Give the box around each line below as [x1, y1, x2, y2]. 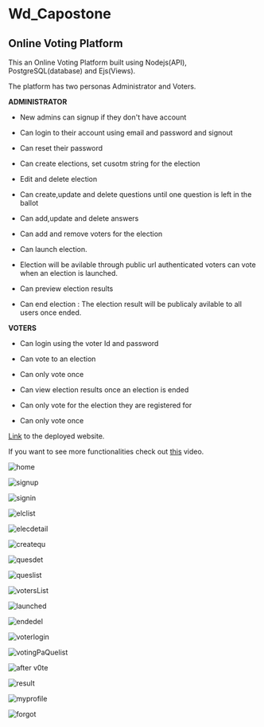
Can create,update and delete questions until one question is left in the [19, 190, 252, 199]
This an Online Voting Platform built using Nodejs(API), [8, 57, 187, 67]
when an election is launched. [19, 269, 118, 277]
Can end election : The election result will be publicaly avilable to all [19, 300, 243, 308]
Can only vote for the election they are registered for [19, 400, 192, 410]
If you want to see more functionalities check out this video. [8, 447, 204, 456]
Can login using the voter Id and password [19, 339, 159, 348]
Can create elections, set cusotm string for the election [19, 159, 200, 168]
